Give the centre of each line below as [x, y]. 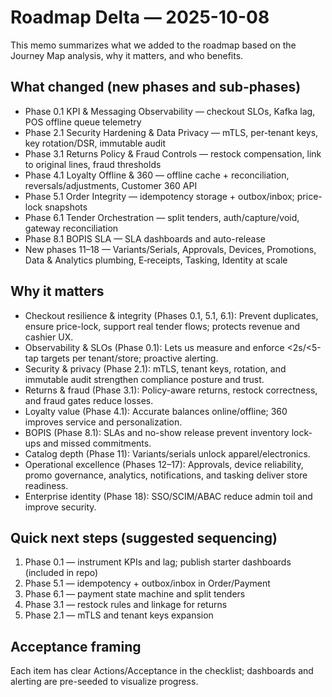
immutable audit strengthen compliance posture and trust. [144, 379]
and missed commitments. [97, 443]
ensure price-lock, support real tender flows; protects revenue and [162, 326]
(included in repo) [61, 573]
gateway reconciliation [71, 228]
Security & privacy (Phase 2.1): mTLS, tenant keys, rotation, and [155, 368]
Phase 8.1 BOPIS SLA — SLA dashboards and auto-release [145, 238]
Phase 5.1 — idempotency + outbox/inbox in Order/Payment [147, 583]
